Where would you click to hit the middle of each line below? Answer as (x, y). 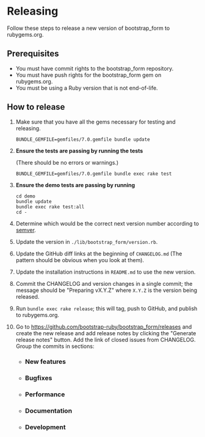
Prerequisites (33, 54)
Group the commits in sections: (55, 346)
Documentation (49, 411)
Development (45, 427)
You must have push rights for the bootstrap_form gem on (88, 75)
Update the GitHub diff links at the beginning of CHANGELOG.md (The (99, 254)
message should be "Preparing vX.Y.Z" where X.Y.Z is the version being (106, 290)
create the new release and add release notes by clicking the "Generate (106, 333)
